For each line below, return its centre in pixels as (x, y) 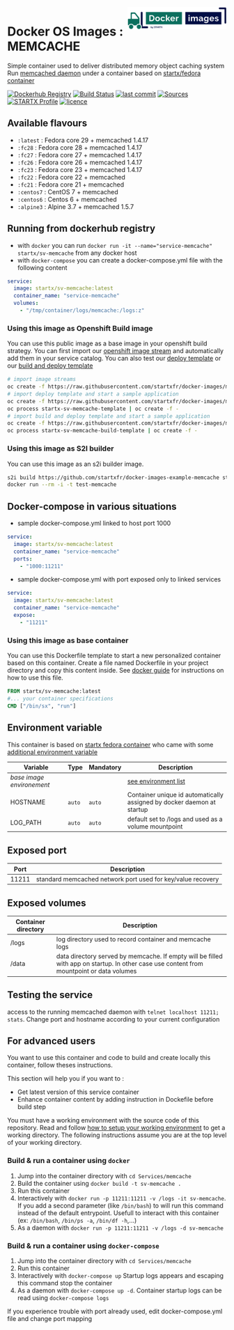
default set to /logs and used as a (175, 819)
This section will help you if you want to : (65, 1079)
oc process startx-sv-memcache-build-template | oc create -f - (102, 431)
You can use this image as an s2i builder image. (76, 464)
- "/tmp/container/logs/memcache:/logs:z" (82, 311)
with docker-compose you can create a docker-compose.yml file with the (120, 260)
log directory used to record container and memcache (133, 939)
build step (32, 1107)
